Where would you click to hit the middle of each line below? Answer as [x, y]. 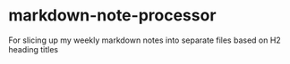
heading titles [34, 49]
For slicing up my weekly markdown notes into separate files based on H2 [145, 40]
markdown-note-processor [112, 16]
